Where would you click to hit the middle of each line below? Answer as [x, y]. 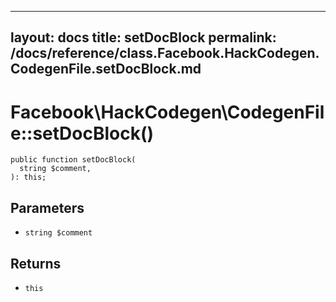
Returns [36, 263]
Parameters [47, 207]
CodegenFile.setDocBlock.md [106, 69]
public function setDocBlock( [73, 160]
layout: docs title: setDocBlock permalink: [143, 37]
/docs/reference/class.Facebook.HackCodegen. [165, 53]
